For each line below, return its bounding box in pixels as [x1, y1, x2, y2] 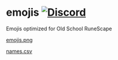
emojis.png [6, 36, 33, 43]
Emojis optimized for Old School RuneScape [6, 25, 112, 32]
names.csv [6, 47, 33, 55]
